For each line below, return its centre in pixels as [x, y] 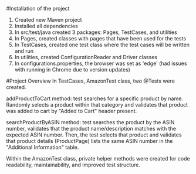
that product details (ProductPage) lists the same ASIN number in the [89, 141]
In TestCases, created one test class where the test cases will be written [102, 45]
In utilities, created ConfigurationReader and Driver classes [86, 57]
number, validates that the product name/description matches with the [91, 129]
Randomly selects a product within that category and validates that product [97, 105]
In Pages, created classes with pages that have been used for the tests [100, 38]
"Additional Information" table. [43, 147]
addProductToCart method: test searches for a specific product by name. [95, 98]
